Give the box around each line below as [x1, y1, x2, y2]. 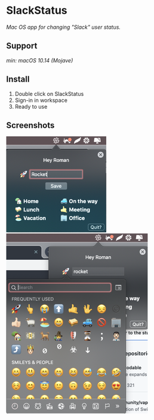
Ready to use [14, 103, 48, 110]
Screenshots [6, 120, 55, 130]
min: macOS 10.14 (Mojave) [6, 56, 73, 64]
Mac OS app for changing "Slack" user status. [6, 23, 121, 31]
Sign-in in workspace [14, 97, 67, 104]
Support [6, 41, 38, 51]
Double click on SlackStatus [14, 90, 84, 97]
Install [6, 74, 30, 85]
